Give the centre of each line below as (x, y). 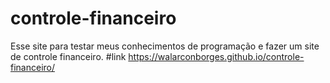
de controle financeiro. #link (68, 56)
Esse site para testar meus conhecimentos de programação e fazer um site (165, 46)
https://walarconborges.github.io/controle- (216, 56)
